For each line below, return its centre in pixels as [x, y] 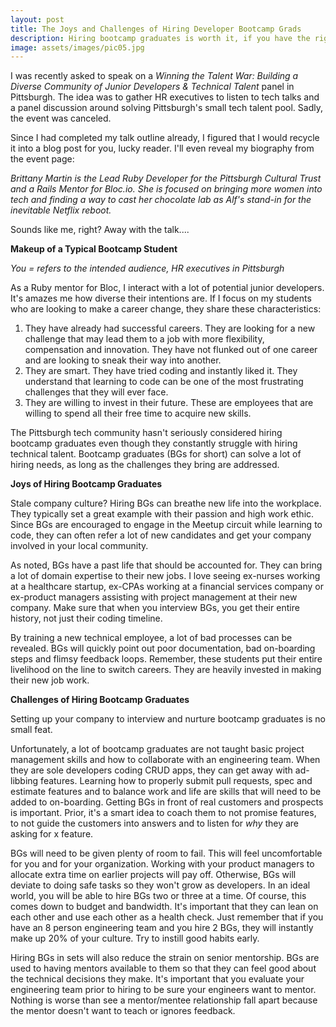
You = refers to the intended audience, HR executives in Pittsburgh [147, 268]
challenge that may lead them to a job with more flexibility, [144, 339]
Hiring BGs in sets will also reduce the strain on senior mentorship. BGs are [165, 958]
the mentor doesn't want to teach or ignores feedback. [123, 1011]
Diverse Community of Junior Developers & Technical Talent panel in [152, 87]
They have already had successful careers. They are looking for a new [170, 328]
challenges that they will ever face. [96, 392]
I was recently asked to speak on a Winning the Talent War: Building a [154, 76]
